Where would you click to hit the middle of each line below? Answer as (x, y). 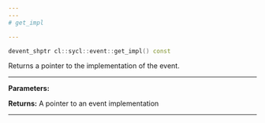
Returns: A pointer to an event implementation (84, 103)
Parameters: (29, 89)
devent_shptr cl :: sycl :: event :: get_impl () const (90, 51)
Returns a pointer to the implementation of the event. (94, 66)
